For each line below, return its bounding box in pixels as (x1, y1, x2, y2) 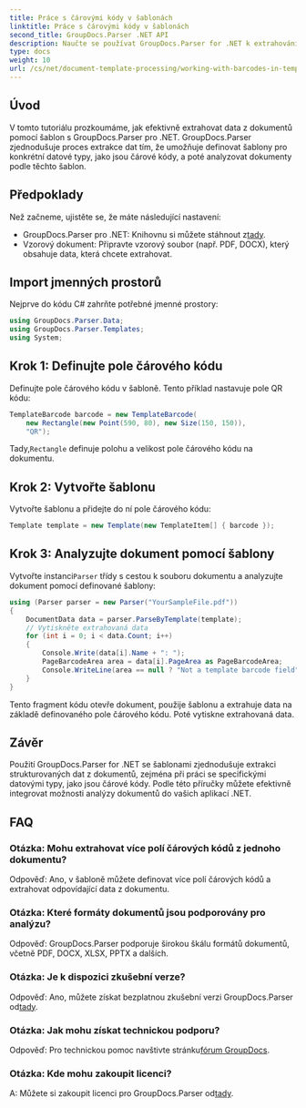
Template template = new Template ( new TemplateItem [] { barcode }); (9, 521, 275, 531)
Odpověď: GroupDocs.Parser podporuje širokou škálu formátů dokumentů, (9, 939, 290, 950)
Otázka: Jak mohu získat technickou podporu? (9, 1023, 220, 1036)
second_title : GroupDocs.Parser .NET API (9, 30, 169, 39)
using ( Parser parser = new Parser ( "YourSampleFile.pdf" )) (9, 597, 239, 606)
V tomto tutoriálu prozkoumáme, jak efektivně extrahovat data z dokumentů (9, 122, 293, 133)
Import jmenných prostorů (9, 274, 162, 290)
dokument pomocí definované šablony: (9, 580, 157, 591)
